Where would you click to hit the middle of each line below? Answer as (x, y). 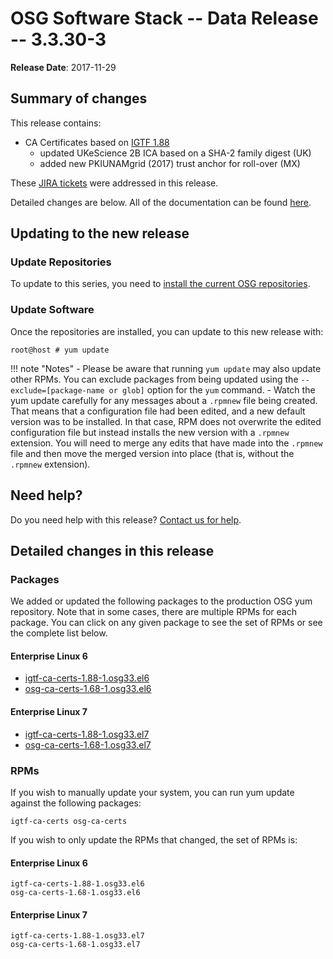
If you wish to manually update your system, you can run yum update (152, 792)
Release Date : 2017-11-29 (63, 67)
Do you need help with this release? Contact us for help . (126, 519)
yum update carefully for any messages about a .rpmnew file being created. (164, 400)
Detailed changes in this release (112, 550)
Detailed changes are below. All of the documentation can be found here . (161, 202)
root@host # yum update (60, 350)
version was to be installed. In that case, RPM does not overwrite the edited (166, 421)
